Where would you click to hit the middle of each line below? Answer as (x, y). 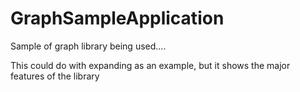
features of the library (55, 76)
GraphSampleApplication (117, 18)
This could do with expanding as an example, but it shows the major (150, 65)
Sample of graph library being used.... (88, 46)
